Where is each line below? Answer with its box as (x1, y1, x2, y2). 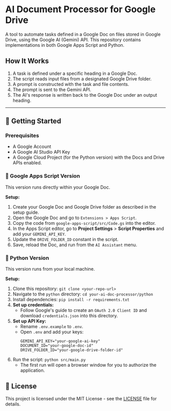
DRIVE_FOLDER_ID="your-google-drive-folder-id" (20, 347, 123, 353)
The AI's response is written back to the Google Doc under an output (12, 92, 157, 98)
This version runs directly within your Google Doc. (5, 184, 110, 190)
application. (20, 367, 45, 373)
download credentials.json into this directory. (20, 313, 118, 319)
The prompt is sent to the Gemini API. (12, 86, 92, 93)
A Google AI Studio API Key (12, 149, 70, 155)
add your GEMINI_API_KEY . (12, 230, 66, 237)
